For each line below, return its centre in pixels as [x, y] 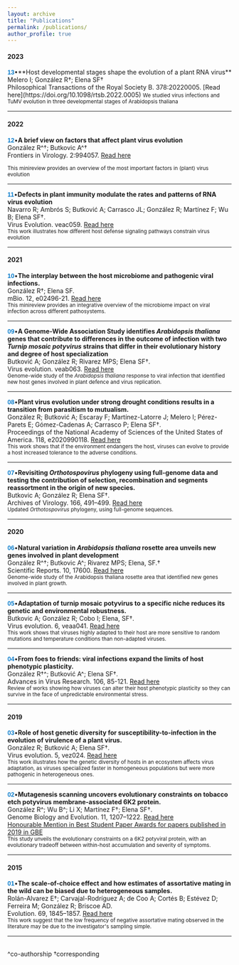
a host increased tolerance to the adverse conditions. [72, 452]
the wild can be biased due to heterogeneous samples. [90, 891]
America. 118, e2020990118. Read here [64, 439]
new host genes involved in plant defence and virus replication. [85, 382]
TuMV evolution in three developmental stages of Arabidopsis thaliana [93, 102]
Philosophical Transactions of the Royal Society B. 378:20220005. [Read [114, 87]
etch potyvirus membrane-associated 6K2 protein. [84, 802]
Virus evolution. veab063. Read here [61, 369]
